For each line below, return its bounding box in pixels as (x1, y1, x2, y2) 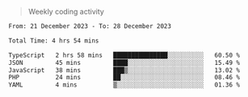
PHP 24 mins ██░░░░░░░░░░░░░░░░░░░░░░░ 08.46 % (8, 74, 241, 82)
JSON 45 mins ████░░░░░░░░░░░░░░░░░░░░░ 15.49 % (8, 59, 241, 67)
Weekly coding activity (27, 7, 105, 16)
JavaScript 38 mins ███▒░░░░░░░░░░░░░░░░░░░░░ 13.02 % (8, 66, 241, 75)
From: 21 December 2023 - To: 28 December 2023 (8, 22, 172, 30)
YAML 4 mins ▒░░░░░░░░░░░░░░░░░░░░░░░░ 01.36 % (8, 81, 241, 89)
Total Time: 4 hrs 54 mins (8, 36, 99, 45)
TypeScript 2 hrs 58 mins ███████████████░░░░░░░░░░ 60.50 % (8, 51, 241, 59)
